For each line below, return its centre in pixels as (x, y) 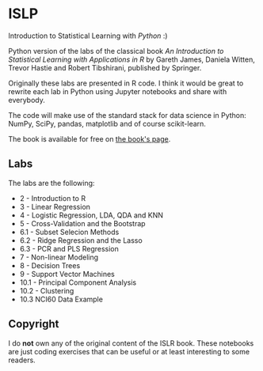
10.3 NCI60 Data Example (61, 299)
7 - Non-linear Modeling (59, 257)
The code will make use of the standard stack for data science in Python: (128, 115)
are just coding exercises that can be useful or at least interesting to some (129, 351)
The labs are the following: (51, 183)
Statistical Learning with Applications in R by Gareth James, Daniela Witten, (131, 59)
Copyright (34, 324)
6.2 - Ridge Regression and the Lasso (81, 240)
